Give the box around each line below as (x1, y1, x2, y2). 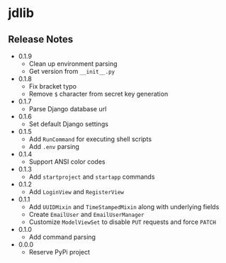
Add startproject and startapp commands (28, 172, 155, 181)
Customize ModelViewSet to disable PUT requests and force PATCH (28, 218, 217, 226)
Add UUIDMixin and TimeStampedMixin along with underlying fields (28, 203, 220, 211)
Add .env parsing (28, 142, 80, 150)
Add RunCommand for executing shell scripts (28, 135, 152, 143)
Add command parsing (28, 233, 96, 241)
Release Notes (8, 33, 74, 45)
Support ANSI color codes (28, 157, 106, 166)
